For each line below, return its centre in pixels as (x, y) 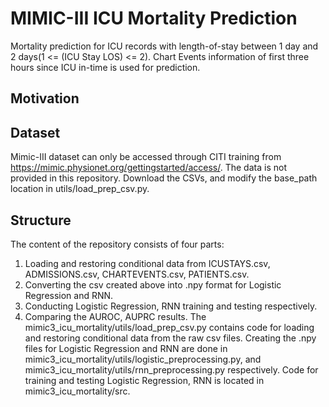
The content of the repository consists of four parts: (117, 244)
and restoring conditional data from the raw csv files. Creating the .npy (170, 338)
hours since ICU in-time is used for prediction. (105, 67)
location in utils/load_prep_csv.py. (80, 189)
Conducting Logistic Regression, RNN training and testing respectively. (171, 306)
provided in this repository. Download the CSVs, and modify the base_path (164, 178)
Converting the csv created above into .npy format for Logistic (153, 284)
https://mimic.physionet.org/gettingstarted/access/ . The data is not (148, 168)
